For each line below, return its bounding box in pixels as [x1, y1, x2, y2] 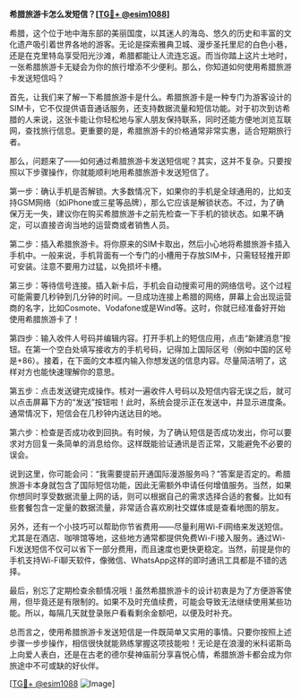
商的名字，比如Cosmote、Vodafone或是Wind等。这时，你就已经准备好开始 [9, 302, 286, 313]
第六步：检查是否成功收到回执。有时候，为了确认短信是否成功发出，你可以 [9, 427, 284, 438]
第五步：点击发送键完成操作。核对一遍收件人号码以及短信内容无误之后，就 [9, 386, 284, 396]
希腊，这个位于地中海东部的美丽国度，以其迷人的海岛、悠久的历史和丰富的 [9, 28, 284, 39]
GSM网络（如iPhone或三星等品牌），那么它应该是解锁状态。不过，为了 [16, 197, 277, 207]
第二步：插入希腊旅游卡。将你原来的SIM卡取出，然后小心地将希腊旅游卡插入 [9, 239, 291, 249]
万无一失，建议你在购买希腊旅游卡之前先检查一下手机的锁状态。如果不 [16, 208, 276, 219]
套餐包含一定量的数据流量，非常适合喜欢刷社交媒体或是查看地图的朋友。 [16, 502, 284, 512]
